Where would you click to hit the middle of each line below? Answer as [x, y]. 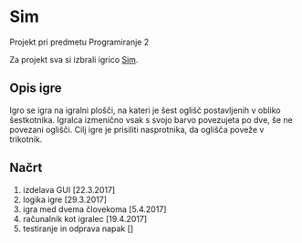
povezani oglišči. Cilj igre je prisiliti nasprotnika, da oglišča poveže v [137, 129]
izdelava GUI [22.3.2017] [69, 189]
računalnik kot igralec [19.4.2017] [85, 218]
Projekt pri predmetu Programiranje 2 [79, 42]
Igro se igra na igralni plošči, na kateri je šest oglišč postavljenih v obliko [145, 110]
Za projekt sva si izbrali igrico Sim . [74, 59]
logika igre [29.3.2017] [65, 199]
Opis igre [36, 88]
